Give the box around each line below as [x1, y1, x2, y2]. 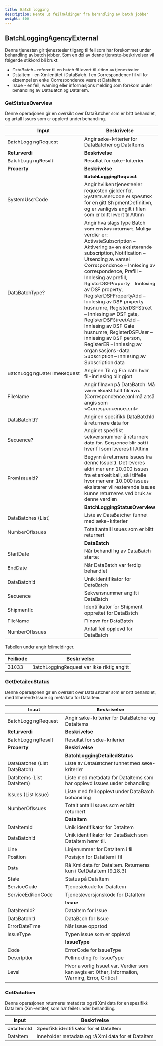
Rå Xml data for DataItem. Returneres [65, 861, 150, 868]
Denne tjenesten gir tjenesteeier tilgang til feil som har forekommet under [5, 47, 151, 53]
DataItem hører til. [65, 837, 106, 844]
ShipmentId [7, 606, 34, 613]
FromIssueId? [7, 475, 38, 481]
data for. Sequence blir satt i [84, 440, 149, 446]
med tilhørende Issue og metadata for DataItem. [5, 694, 101, 700]
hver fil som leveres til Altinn [84, 445, 149, 452]
